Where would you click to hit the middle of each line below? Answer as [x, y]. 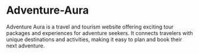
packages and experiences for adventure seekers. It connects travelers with [100, 33]
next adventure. [26, 46]
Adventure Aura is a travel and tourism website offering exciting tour [90, 27]
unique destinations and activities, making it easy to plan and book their [94, 39]
